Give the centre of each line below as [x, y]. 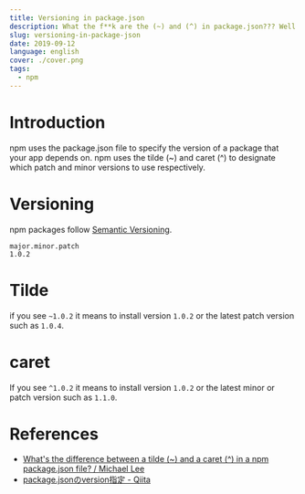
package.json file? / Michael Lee [84, 469]
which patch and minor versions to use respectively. [107, 167]
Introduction [58, 122]
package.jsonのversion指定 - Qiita [86, 479]
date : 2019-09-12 [42, 43]
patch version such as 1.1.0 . [63, 397]
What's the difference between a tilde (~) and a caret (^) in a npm [146, 459]
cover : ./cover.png [47, 60]
